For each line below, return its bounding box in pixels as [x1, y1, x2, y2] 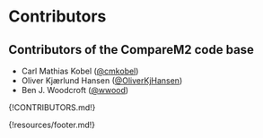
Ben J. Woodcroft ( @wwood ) [21, 85, 129, 95]
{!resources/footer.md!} [8, 119, 96, 130]
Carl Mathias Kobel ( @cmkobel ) [21, 65, 139, 76]
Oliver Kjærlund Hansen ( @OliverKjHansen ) [21, 75, 183, 86]
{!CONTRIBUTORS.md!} [8, 102, 96, 113]
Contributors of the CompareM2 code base [8, 42, 255, 57]
